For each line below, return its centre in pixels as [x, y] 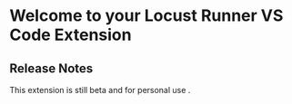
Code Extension [70, 35]
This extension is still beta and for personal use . [100, 90]
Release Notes [51, 68]
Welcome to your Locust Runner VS [146, 16]
